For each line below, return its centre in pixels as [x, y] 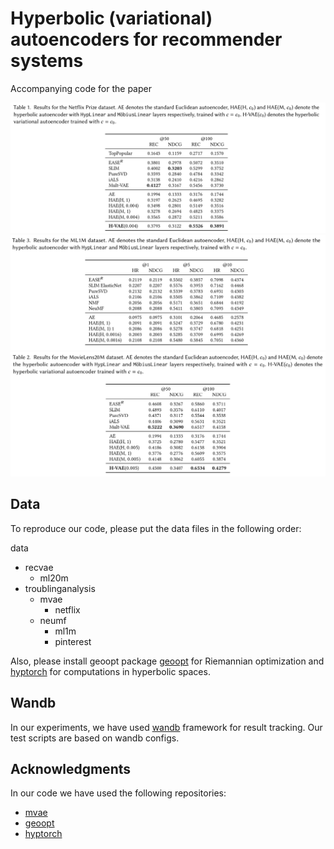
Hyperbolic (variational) [111, 18]
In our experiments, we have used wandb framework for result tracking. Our [166, 727]
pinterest [73, 641]
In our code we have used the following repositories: [118, 793]
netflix [67, 609]
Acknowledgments [71, 769]
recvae [39, 567]
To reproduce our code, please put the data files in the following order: [156, 528]
